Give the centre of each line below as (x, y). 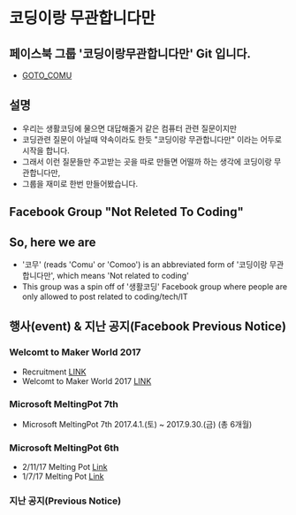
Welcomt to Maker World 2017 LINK (87, 380)
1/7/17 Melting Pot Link (63, 477)
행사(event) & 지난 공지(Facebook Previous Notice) (148, 327)
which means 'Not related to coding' (123, 276)
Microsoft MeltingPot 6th (64, 448)
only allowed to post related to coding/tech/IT (105, 296)
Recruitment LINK (54, 372)
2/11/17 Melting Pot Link (65, 467)
